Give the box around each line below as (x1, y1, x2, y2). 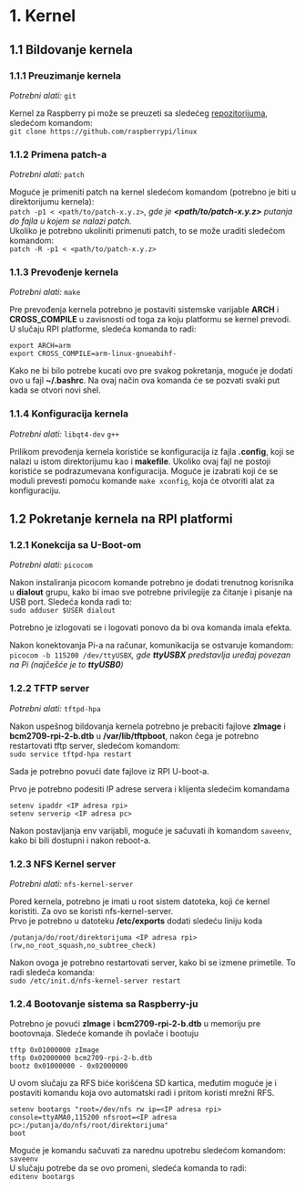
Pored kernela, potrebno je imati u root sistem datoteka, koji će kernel (9, 896, 270, 907)
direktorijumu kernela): (9, 196, 95, 207)
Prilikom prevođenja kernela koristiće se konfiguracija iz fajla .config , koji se (9, 446, 295, 457)
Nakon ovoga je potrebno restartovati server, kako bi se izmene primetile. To (9, 957, 296, 968)
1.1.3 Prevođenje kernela (9, 266, 119, 279)
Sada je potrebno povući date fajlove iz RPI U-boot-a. (9, 765, 209, 776)
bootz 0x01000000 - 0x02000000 (9, 1061, 128, 1071)
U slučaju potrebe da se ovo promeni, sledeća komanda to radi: (9, 1163, 248, 1174)
